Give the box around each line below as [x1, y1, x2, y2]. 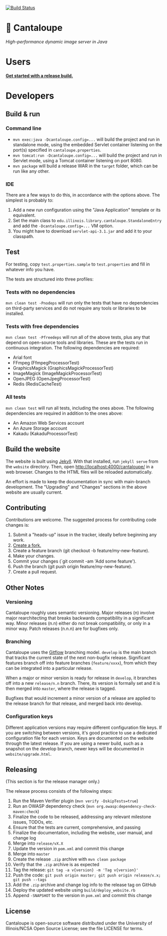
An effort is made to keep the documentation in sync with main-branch [5, 478, 151, 484]
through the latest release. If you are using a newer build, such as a [5, 740, 143, 746]
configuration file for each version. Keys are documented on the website [5, 735, 154, 741]
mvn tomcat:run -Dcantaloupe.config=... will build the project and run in [12, 152, 162, 158]
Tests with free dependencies [5, 323, 79, 330]
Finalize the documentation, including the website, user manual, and [12, 830, 153, 836]
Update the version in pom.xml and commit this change [12, 846, 125, 852]
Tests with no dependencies [5, 289, 76, 296]
